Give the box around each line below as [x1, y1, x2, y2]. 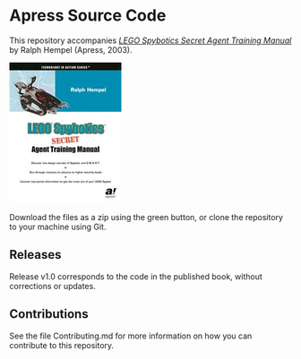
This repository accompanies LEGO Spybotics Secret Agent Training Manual [9, 35, 292, 46]
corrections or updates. [9, 280, 96, 291]
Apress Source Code [9, 5, 167, 26]
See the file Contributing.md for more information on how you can [9, 330, 253, 341]
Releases [9, 247, 62, 262]
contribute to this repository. [9, 339, 115, 350]
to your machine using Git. [9, 221, 107, 232]
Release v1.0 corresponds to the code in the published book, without [9, 270, 262, 282]
